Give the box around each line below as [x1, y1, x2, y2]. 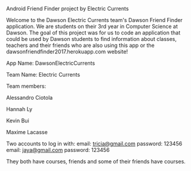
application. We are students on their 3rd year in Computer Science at [6, 23, 178, 30]
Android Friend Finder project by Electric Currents [6, 5, 130, 12]
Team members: [6, 83, 47, 90]
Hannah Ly [6, 106, 33, 112]
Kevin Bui [6, 117, 30, 124]
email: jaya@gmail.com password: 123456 [6, 147, 110, 153]
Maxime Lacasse [6, 129, 48, 135]
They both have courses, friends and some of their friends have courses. [6, 158, 186, 165]
